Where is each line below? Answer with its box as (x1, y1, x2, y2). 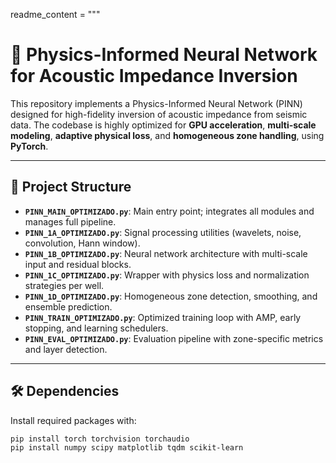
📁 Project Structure (10, 179, 132, 196)
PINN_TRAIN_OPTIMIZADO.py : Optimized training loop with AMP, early (24, 311, 302, 323)
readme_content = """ (10, 9, 101, 20)
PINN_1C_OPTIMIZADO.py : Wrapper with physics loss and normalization (24, 269, 310, 281)
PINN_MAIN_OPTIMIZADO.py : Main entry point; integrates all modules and (24, 205, 315, 217)
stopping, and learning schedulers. (24, 322, 169, 334)
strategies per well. (24, 279, 105, 291)
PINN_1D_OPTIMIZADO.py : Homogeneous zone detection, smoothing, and (24, 290, 318, 302)
